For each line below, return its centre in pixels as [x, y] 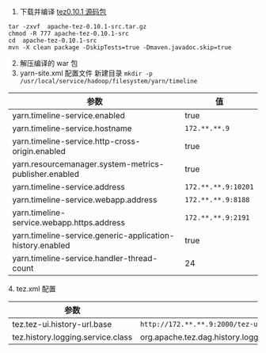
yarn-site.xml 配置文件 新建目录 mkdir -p [86, 73]
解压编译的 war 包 [49, 63]
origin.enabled [39, 151]
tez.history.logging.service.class [72, 337]
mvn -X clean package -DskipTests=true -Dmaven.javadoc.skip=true [120, 48]
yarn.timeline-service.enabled [68, 115]
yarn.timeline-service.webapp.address [85, 200]
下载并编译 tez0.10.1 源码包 [63, 12]
